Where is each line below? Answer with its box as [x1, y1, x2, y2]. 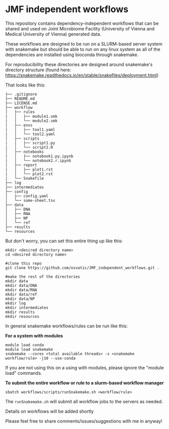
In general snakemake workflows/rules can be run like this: [5, 323, 128, 329]
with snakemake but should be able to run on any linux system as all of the [5, 46, 161, 52]
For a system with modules [5, 332, 63, 338]
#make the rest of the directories [5, 274, 80, 279]
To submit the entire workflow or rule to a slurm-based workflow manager [5, 379, 164, 385]
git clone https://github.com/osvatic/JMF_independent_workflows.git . [5, 265, 159, 270]
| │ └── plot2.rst [5, 171, 53, 177]
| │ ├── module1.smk [5, 114, 58, 119]
